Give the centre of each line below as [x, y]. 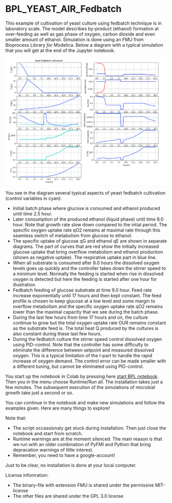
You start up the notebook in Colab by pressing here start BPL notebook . [82, 376]
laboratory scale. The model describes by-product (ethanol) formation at [82, 28]
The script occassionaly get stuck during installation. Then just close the [89, 428]
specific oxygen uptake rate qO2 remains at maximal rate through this [87, 230]
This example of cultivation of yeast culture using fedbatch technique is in [83, 23]
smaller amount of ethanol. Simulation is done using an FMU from [74, 40]
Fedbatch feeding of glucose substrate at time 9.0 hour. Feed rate [82, 290]
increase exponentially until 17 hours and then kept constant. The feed [87, 295]
